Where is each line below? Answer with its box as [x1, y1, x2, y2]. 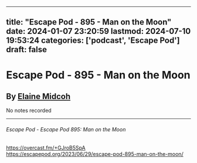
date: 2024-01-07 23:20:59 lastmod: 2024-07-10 [6, 26, 191, 36]
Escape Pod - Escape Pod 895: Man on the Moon [6, 125, 126, 133]
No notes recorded [6, 107, 52, 114]
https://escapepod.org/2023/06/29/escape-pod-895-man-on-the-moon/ [6, 150, 184, 157]
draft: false [6, 45, 47, 55]
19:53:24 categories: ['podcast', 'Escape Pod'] [6, 36, 180, 46]
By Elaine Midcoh [6, 91, 71, 101]
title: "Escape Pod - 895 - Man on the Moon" [6, 17, 172, 27]
